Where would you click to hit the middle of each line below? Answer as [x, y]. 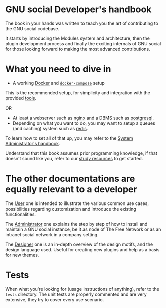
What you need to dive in [58, 69]
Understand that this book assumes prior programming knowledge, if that [81, 153]
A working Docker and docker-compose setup [58, 83]
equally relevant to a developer [71, 190]
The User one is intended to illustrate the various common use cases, [77, 203]
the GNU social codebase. [32, 28]
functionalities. [21, 214]
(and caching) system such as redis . [50, 128]
